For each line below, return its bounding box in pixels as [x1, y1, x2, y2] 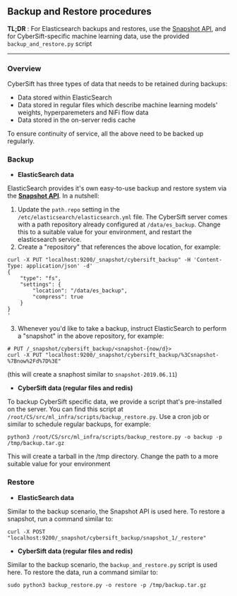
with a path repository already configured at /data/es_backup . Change [17, 220, 221, 229]
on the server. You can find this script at [7, 405, 123, 413]
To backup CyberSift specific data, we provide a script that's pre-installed [7, 398, 222, 406]
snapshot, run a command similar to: [7, 514, 114, 523]
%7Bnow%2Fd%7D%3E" [7, 358, 61, 365]
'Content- [193, 257, 222, 264]
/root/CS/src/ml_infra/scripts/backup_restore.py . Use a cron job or [7, 413, 209, 421]
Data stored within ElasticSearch [17, 93, 112, 102]
